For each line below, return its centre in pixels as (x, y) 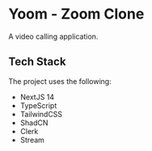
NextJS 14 (37, 97)
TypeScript (38, 105)
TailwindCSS (41, 114)
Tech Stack (37, 62)
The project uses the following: (60, 81)
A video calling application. (53, 36)
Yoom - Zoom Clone (76, 14)
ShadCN (34, 123)
